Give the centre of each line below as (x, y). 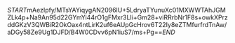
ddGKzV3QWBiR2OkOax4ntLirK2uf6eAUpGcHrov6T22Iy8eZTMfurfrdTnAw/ (117, 25)
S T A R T (17, 10)
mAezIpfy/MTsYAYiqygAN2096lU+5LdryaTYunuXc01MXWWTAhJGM (126, 10)
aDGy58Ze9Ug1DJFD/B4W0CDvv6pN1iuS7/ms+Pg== (85, 32)
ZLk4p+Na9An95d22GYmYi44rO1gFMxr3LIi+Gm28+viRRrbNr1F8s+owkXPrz (117, 17)
